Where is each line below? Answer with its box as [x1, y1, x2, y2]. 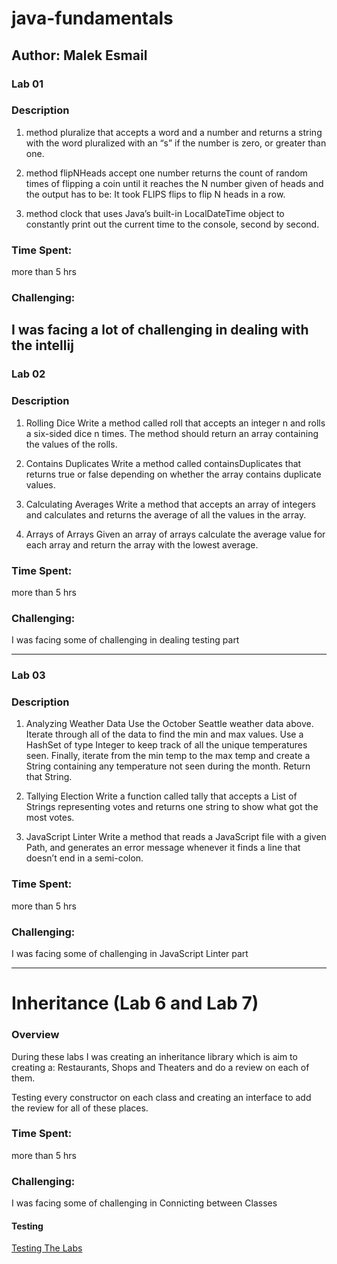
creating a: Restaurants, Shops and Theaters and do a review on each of [11, 1061, 310, 1073]
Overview [11, 1028, 60, 1042]
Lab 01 [11, 77, 44, 91]
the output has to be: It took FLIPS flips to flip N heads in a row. [25, 188, 286, 200]
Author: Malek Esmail [11, 47, 148, 64]
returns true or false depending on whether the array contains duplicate [25, 468, 322, 480]
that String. [25, 771, 73, 783]
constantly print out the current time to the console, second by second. [25, 218, 320, 230]
